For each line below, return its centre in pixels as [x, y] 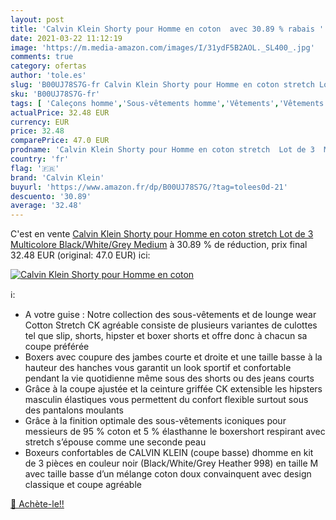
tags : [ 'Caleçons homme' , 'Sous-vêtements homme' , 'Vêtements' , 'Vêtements [167, 103]
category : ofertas [48, 66]
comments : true [42, 57]
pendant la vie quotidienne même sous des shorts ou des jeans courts [169, 378]
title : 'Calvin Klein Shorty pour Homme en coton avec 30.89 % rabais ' [167, 29]
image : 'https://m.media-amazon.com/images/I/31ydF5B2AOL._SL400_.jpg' [162, 47]
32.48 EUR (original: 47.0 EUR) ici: [80, 255]
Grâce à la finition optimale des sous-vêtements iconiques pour [155, 421]
